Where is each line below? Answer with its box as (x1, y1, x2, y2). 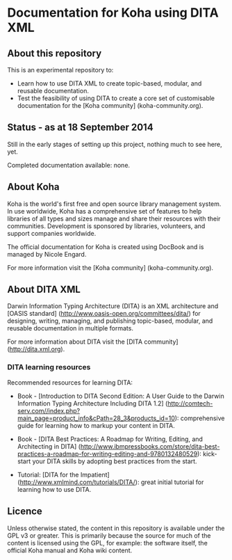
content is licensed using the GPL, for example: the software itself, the (7, 538, 208, 547)
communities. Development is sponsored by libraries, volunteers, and (7, 221, 206, 230)
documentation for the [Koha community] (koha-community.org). (17, 102, 204, 109)
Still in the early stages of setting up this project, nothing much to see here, (7, 140, 222, 148)
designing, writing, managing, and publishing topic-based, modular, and (7, 317, 213, 325)
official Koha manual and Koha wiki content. (7, 546, 133, 554)
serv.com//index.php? (17, 406, 81, 415)
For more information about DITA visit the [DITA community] (7, 337, 179, 346)
